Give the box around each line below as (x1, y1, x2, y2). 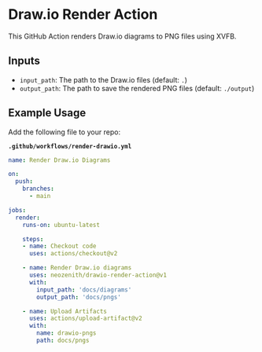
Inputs (8, 54, 41, 68)
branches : (22, 185, 55, 193)
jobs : (8, 206, 26, 214)
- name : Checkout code (22, 242, 97, 251)
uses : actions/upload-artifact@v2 (28, 314, 143, 323)
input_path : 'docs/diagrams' (36, 285, 132, 294)
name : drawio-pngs (36, 329, 97, 337)
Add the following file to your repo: (8, 127, 120, 137)
